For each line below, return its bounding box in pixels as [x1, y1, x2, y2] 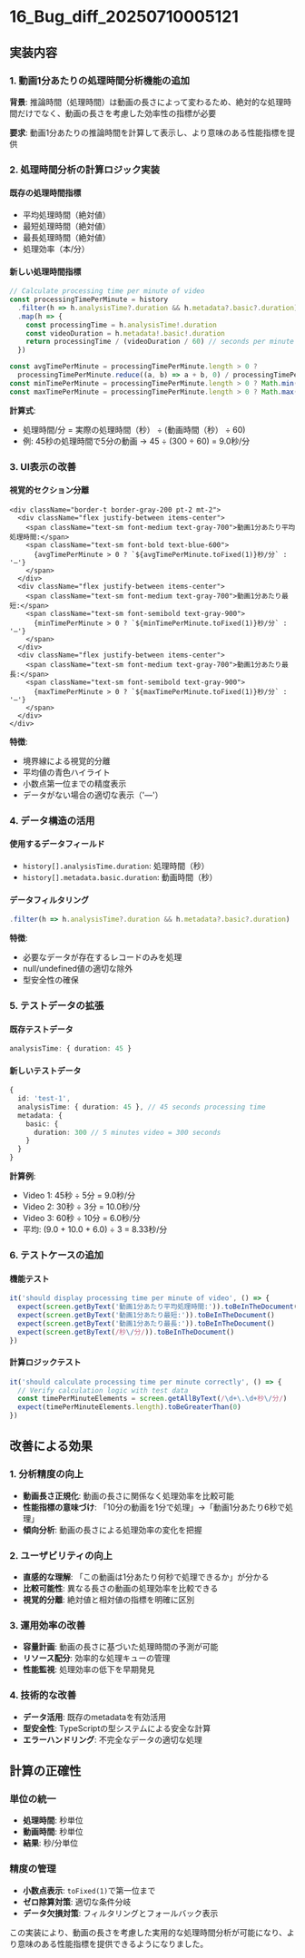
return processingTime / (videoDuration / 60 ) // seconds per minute [25, 338, 295, 347]
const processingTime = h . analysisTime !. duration [25, 320, 218, 329]
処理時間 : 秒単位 [22, 1815, 84, 1826]
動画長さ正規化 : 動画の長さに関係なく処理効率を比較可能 [22, 1490, 234, 1501]
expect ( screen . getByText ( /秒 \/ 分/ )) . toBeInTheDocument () [17, 1327, 235, 1336]
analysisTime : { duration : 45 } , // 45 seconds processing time [17, 1102, 266, 1111]
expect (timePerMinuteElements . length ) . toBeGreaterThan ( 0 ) [17, 1403, 242, 1412]
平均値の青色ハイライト [22, 767, 111, 778]
